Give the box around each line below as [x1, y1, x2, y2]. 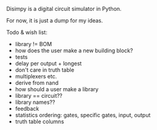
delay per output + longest [15, 60, 82, 67]
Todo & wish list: [6, 29, 47, 36]
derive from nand [15, 79, 59, 86]
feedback [15, 105, 40, 112]
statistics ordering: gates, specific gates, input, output [15, 112, 151, 118]
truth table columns [15, 118, 65, 125]
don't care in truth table [15, 66, 75, 74]
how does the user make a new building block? [15, 47, 133, 54]
